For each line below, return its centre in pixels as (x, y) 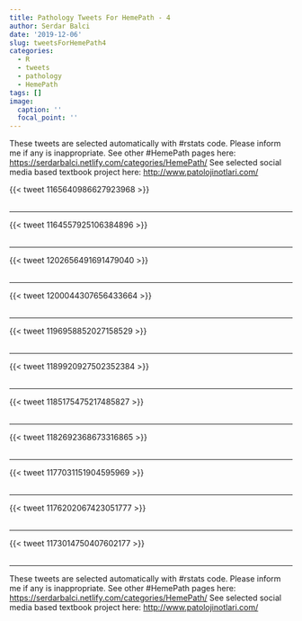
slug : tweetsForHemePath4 (58, 43)
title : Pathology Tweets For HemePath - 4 (90, 18)
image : (22, 101)
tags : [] (26, 93)
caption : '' (40, 110)
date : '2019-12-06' (46, 34)
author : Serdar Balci (50, 26)
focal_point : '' (48, 118)
